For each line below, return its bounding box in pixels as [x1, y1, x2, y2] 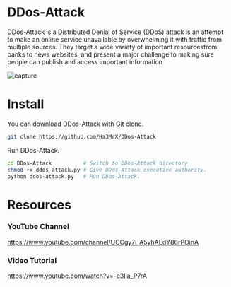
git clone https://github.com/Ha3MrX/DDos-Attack [7, 133, 157, 140]
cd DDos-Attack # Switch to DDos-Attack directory [7, 160, 189, 167]
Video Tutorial [7, 255, 57, 265]
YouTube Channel [7, 222, 69, 232]
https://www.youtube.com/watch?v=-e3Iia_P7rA [7, 271, 147, 280]
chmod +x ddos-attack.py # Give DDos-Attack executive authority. [7, 166, 207, 173]
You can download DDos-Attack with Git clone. [7, 119, 144, 128]
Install [7, 96, 45, 112]
